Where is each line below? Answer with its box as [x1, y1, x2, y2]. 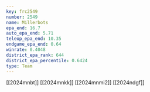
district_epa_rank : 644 [6, 52, 64, 58]
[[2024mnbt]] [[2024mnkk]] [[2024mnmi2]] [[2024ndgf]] [6, 79, 145, 86]
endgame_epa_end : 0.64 [6, 42, 62, 47]
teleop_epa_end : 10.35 [6, 36, 62, 42]
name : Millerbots [6, 19, 49, 25]
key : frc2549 [6, 8, 38, 15]
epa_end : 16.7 [6, 25, 41, 31]
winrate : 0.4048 [6, 47, 46, 53]
